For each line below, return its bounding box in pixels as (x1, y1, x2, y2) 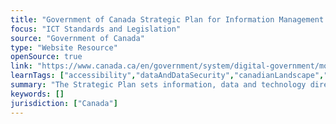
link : (10, 61, 33, 71)
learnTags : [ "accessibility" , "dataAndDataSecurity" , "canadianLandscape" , (10, 71, 325, 81)
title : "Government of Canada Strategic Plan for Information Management (10, 14, 325, 25)
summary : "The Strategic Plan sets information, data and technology (10, 80, 307, 90)
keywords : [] (10, 89, 65, 99)
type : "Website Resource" (10, 42, 118, 53)
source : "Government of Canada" (10, 33, 145, 43)
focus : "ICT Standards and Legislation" (10, 24, 182, 34)
